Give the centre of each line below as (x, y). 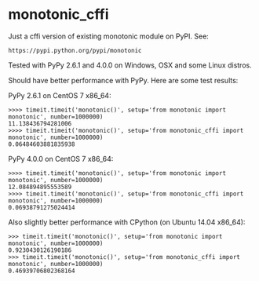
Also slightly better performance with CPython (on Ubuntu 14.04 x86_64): (127, 222)
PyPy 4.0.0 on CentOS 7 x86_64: (61, 159)
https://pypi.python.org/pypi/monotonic (75, 50)
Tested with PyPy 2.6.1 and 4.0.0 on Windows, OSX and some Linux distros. (130, 65)
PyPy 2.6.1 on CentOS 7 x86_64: (60, 95)
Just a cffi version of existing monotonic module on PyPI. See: (109, 36)
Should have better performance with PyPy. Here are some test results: (123, 80)
